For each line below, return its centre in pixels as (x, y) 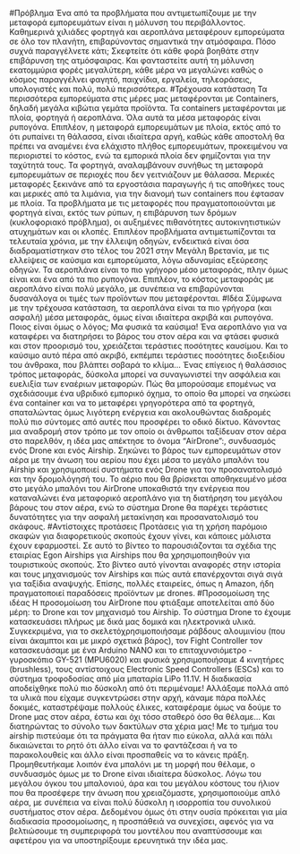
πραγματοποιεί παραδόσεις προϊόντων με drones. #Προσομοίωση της (140, 593)
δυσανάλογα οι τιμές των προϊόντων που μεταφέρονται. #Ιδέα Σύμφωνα (146, 298)
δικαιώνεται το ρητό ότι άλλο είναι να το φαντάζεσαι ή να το (124, 745)
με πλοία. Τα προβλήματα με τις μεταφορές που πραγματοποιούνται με (142, 203)
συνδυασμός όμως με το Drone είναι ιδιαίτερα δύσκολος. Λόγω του (136, 774)
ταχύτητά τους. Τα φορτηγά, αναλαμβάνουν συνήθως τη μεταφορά (137, 165)
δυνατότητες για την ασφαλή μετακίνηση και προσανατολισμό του (134, 517)
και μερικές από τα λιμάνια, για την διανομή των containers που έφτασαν (147, 193)
